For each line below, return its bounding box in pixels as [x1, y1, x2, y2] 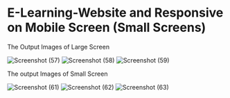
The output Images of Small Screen [7, 70, 108, 78]
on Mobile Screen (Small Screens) [7, 19, 206, 35]
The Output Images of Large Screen [7, 42, 109, 51]
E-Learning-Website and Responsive [7, 5, 224, 21]
